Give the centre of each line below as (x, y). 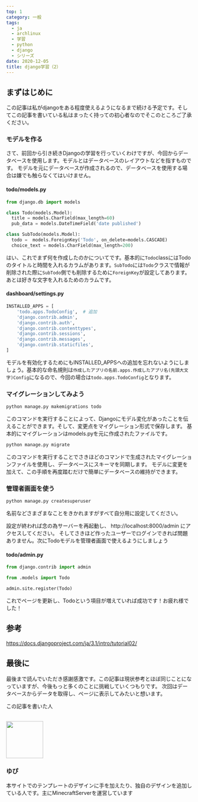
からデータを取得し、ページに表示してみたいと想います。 (96, 694)
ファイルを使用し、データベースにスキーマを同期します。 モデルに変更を (99, 464)
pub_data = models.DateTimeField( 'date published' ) (77, 224)
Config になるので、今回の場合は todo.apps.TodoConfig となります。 (94, 377)
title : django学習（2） (33, 67)
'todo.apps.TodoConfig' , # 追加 (57, 312)
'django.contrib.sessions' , (51, 334)
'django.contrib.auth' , (46, 323)
